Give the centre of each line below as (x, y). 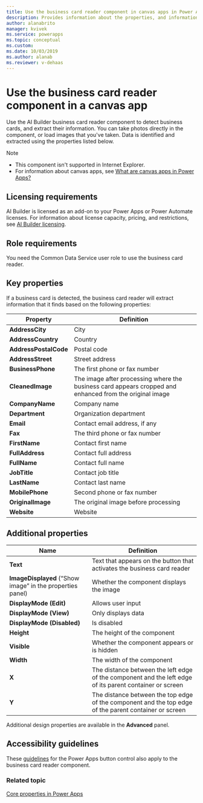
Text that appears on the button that (143, 561)
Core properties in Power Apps (45, 793)
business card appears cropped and (125, 386)
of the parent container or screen (139, 710)
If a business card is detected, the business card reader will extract (90, 298)
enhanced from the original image (122, 394)
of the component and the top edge (142, 702)
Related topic (26, 781)
